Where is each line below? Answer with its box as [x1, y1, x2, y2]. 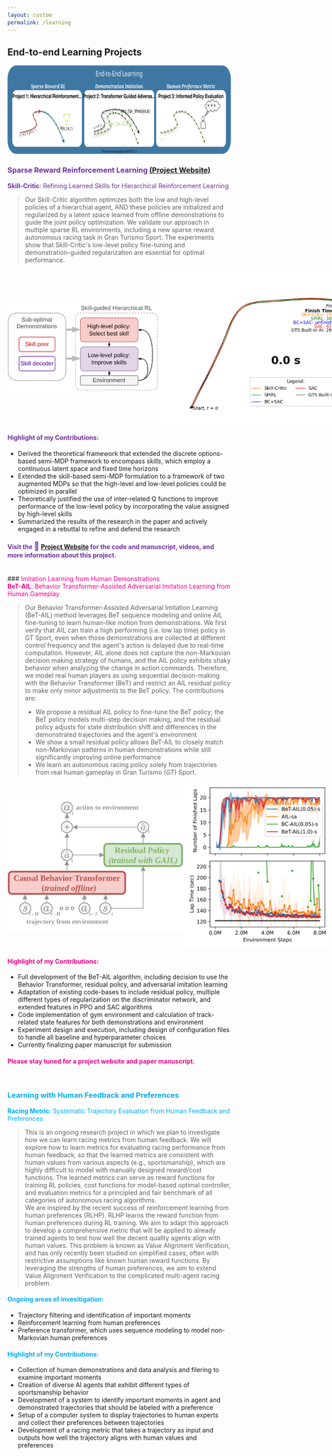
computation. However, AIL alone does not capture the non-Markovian [24, 648, 231, 657]
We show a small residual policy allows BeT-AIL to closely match [35, 738, 223, 746]
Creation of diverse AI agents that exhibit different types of [17, 1381, 190, 1389]
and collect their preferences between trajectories [17, 1418, 165, 1427]
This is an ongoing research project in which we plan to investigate [24, 1128, 221, 1136]
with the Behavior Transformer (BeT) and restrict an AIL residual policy [24, 679, 231, 688]
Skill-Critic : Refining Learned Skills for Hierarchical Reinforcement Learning [7, 181, 229, 190]
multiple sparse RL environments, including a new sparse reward [24, 225, 214, 234]
